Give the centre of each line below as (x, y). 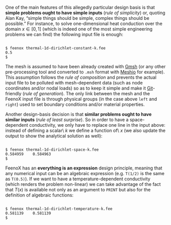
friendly (13, 93)
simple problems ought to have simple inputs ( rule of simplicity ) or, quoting (85, 13)
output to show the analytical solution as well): (54, 136)
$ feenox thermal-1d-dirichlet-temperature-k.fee (59, 209)
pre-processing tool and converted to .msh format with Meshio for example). (85, 72)
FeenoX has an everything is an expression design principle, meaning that (84, 168)
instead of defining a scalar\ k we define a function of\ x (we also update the (85, 130)
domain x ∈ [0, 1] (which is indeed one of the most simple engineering (79, 29)
